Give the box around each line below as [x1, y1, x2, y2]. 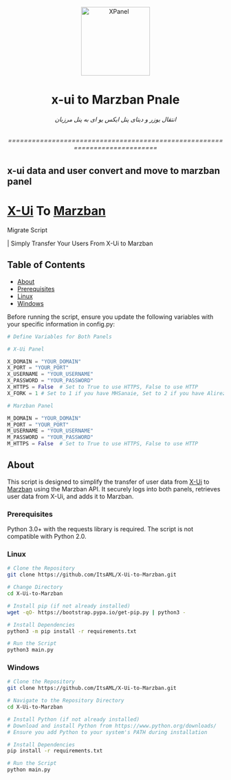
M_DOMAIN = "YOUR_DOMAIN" [7, 414, 81, 422]
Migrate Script [7, 225, 48, 234]
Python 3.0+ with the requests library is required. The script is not [7, 525, 194, 533]
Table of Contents [7, 259, 86, 271]
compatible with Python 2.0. [7, 533, 87, 541]
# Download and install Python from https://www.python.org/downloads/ [7, 722, 217, 729]
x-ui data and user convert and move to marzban [7, 165, 221, 177]
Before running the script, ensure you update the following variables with [7, 313, 214, 321]
